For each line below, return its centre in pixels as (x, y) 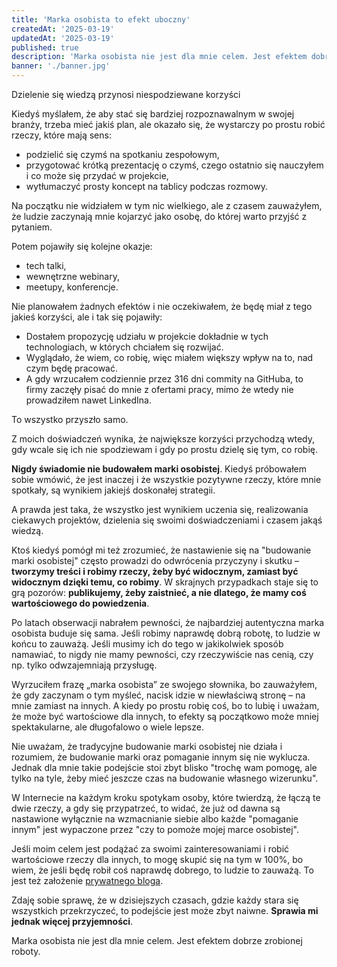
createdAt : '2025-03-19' (63, 29)
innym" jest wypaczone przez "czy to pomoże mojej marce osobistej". (155, 829)
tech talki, (46, 265)
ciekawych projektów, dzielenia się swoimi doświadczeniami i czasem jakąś (167, 520)
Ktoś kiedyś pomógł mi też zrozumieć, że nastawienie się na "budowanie (161, 550)
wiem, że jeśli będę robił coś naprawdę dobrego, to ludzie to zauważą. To (162, 870)
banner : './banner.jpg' (61, 66)
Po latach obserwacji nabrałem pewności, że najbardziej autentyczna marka (168, 622)
